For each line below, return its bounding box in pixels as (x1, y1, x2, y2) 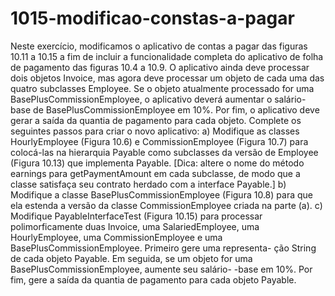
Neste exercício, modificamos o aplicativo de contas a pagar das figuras (10, 40, 308, 52)
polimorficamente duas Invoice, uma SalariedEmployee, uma (10, 220, 260, 232)
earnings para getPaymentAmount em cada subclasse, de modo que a (10, 167, 301, 179)
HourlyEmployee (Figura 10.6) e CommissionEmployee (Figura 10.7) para (10, 135, 309, 147)
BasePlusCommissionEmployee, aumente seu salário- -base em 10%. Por (10, 263, 313, 275)
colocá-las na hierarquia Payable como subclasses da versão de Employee (10, 146, 319, 158)
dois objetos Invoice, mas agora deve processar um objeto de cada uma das (10, 72, 325, 84)
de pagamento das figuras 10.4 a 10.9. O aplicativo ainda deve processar (10, 61, 310, 73)
